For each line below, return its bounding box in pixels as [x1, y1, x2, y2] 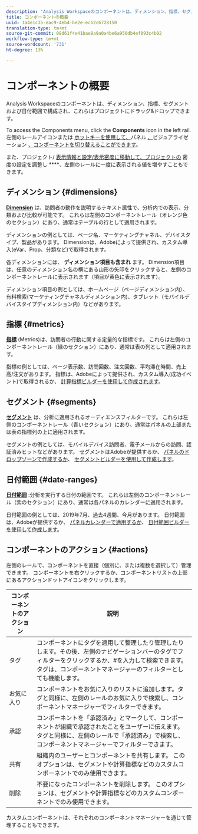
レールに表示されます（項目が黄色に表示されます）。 [37, 273, 164, 280]
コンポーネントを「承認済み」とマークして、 [36, 714, 160, 722]
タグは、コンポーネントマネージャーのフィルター [36, 665, 172, 673]
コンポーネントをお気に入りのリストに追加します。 [36, 685, 178, 693]
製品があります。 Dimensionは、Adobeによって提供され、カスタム [21, 238, 183, 245]
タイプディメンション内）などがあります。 [21, 300, 124, 307]
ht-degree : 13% [6, 47, 44, 53]
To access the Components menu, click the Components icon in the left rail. [6, 126, 192, 133]
